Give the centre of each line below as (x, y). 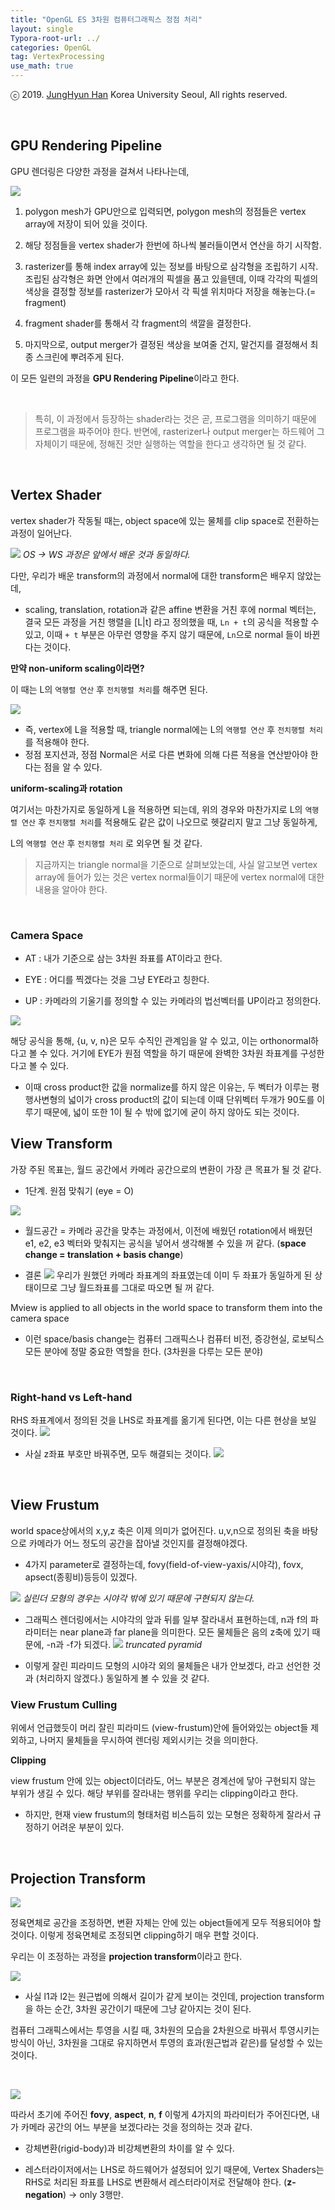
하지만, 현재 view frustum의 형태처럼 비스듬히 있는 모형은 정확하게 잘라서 (168, 1815)
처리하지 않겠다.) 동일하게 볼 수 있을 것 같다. (124, 1678)
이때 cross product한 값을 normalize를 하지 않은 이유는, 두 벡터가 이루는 (167, 1087)
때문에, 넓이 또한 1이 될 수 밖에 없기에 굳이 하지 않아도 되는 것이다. (171, 1112)
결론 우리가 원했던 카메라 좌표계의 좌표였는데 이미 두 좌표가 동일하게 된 (168, 1275)
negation (44, 2194)
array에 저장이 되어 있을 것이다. (86, 223)
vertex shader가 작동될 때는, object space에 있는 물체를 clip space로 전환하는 (165, 520)
